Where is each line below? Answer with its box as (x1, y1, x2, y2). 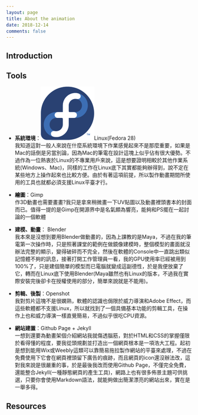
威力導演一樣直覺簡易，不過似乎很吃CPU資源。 (35, 312, 150, 320)
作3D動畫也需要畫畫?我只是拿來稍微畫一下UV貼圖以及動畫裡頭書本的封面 (14, 199, 192, 206)
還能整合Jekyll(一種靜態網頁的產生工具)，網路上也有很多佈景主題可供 (14, 369, 183, 376)
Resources (6, 401, 47, 411)
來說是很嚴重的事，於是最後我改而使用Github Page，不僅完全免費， (25, 361, 190, 368)
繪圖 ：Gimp (14, 192, 44, 199)
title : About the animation (6, 15, 75, 22)
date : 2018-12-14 (6, 22, 49, 28)
